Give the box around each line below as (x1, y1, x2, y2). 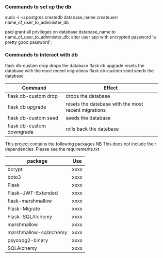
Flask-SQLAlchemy (7, 213, 52, 220)
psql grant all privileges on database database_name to (5, 29, 116, 35)
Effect (103, 84, 118, 91)
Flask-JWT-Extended (7, 189, 58, 196)
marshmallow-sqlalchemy (7, 229, 67, 236)
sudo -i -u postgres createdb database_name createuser (5, 15, 119, 20)
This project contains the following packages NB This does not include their (5, 141, 157, 147)
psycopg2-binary (7, 237, 49, 243)
